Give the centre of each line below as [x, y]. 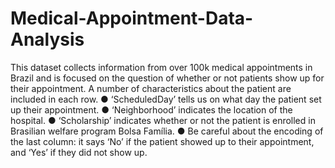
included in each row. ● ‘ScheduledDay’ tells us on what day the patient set [166, 99]
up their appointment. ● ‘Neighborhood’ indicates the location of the [151, 109]
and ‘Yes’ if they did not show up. [79, 152]
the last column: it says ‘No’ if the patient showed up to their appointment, [162, 141]
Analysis [47, 39]
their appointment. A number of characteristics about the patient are [151, 88]
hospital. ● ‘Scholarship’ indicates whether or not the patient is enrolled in [163, 120]
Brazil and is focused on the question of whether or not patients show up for [167, 78]
